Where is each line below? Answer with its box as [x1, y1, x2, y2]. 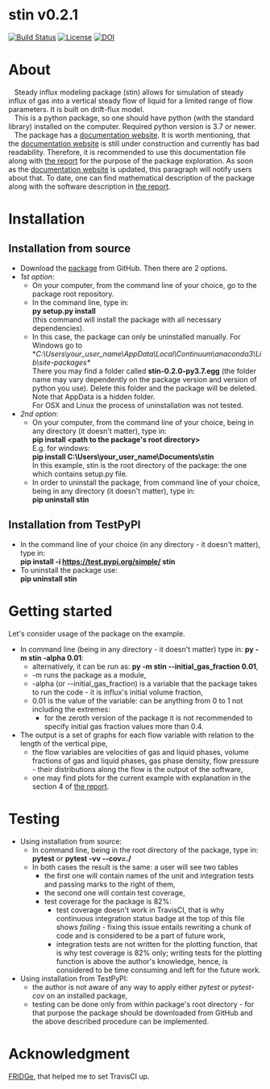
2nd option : [19, 409, 59, 419]
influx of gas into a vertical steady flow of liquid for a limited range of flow [8, 95, 254, 106]
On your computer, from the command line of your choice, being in [31, 417, 254, 427]
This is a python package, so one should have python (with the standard [14, 113, 255, 123]
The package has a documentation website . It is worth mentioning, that [14, 130, 251, 140]
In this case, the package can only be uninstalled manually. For [31, 332, 241, 341]
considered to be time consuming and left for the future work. [56, 965, 261, 974]
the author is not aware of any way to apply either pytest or [31, 982, 229, 991]
